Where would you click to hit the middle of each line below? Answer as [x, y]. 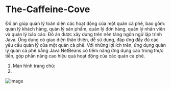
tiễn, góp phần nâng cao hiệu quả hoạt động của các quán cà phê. [75, 56]
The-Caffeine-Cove [48, 9]
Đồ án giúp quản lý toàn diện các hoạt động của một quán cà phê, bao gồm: [86, 23]
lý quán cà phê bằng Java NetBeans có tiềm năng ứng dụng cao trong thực [84, 50]
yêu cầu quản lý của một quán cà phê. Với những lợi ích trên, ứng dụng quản [86, 45]
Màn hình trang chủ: [34, 66]
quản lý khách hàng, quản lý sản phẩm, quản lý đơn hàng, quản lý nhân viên [85, 28]
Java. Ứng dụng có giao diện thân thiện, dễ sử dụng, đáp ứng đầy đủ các [82, 40]
